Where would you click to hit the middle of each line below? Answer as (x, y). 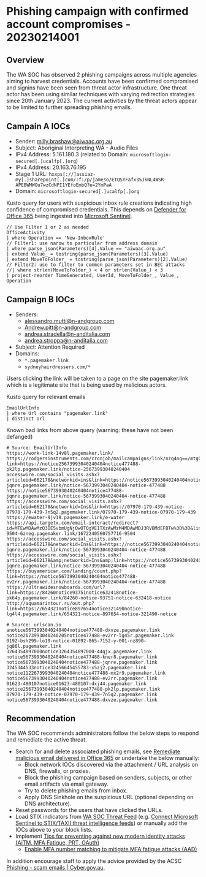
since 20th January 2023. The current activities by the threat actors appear (102, 101)
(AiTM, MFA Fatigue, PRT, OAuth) (57, 843)
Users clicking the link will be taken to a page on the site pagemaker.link (97, 378)
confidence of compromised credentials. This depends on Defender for (97, 209)
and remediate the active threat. (47, 740)
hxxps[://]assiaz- (72, 174)
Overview (25, 60)
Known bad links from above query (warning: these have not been (90, 430)
